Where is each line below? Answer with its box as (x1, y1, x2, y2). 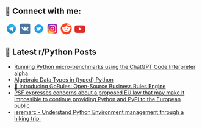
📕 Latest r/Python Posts (5, 47, 97, 57)
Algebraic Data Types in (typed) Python (13, 76, 114, 83)
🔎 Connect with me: (5, 6, 81, 16)
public (13, 102, 30, 109)
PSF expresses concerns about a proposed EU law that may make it (13, 89, 185, 96)
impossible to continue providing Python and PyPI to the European (13, 95, 181, 102)
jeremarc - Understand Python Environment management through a (13, 108, 184, 116)
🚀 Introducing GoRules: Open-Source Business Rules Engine (13, 82, 166, 90)
